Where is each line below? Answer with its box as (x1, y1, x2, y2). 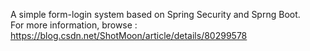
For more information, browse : (10, 19, 138, 31)
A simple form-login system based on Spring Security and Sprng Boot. (10, 9, 301, 20)
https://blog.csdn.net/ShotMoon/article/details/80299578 (10, 30, 248, 41)
